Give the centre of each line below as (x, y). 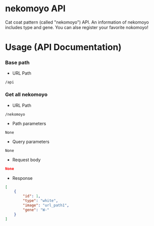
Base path (17, 63)
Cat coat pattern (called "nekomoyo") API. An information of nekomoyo (77, 22)
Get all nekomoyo (26, 95)
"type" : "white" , (40, 201)
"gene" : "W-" (36, 210)
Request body (26, 160)
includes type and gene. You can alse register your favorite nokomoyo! (77, 27)
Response (22, 178)
